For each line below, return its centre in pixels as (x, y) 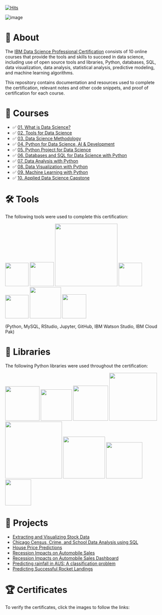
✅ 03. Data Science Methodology (47, 138)
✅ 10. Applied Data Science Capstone (51, 178)
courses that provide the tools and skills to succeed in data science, (75, 57)
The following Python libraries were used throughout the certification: (77, 366)
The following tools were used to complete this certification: (67, 216)
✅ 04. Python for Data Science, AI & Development (63, 144)
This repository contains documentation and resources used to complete (80, 82)
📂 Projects (27, 523)
